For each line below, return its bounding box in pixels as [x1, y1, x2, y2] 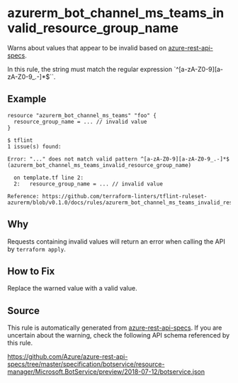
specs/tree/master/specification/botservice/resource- [7, 360, 165, 369]
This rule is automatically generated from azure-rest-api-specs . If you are [7, 323, 222, 332]
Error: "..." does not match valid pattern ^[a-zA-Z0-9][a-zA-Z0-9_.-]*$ [7, 155, 230, 163]
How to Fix [7, 265, 55, 277]
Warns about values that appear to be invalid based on [7, 43, 167, 52]
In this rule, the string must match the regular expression [7, 65, 172, 73]
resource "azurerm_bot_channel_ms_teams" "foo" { [7, 112, 157, 119]
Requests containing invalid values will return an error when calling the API [7, 237, 225, 246]
